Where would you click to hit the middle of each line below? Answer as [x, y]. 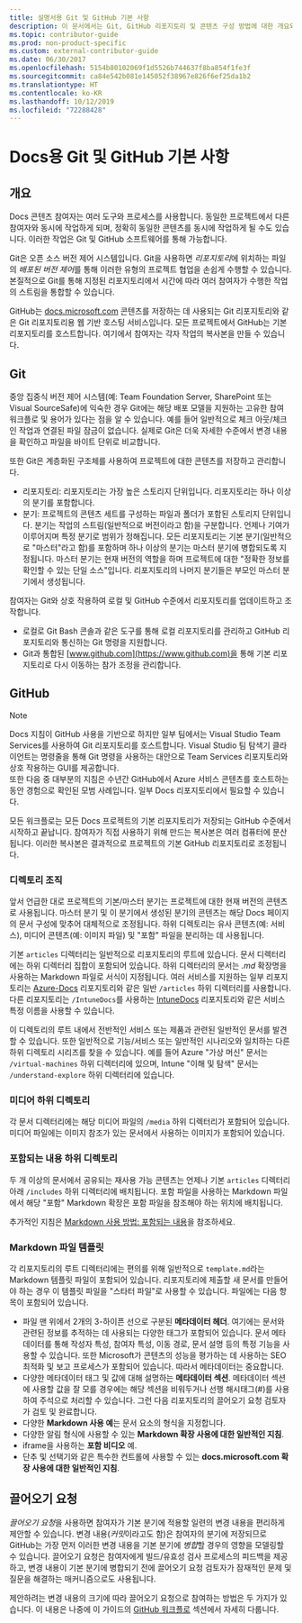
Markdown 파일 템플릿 [57, 1247]
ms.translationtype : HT [54, 85]
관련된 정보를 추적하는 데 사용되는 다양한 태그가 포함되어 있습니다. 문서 [146, 1333]
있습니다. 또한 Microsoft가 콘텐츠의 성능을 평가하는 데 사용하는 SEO [168, 1355]
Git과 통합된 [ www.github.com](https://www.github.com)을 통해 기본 [147, 653]
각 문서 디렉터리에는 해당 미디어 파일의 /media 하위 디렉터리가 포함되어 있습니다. [150, 1122]
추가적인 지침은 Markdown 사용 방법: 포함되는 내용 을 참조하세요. [122, 1221]
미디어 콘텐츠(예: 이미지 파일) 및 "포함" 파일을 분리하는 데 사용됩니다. [144, 935]
